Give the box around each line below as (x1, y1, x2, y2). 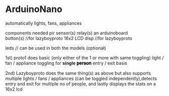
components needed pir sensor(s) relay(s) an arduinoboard (5, 30, 128, 36)
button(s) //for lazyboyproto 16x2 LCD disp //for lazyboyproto (5, 35, 132, 41)
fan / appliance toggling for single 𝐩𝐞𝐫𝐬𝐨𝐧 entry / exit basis (5, 60, 127, 66)
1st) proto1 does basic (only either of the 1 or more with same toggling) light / (5, 54, 164, 61)
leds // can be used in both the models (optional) (5, 45, 107, 51)
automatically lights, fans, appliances (5, 20, 82, 26)
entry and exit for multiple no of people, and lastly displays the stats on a (5, 80, 156, 86)
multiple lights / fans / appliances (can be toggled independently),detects (5, 75, 157, 81)
